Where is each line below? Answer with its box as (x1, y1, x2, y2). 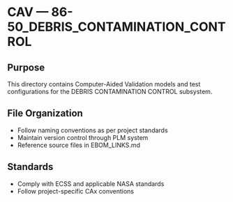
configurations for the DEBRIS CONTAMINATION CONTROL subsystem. (7, 88, 213, 95)
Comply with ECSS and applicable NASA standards (17, 179, 165, 188)
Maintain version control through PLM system (17, 133, 149, 141)
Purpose (7, 61, 45, 73)
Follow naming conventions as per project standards (17, 126, 169, 134)
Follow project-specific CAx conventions (17, 187, 135, 195)
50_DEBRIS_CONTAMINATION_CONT (7, 19, 226, 35)
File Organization (7, 107, 84, 119)
